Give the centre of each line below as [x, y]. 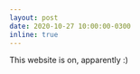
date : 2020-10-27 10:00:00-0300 [70, 26]
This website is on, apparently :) [69, 60]
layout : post [34, 18]
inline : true [34, 34]
